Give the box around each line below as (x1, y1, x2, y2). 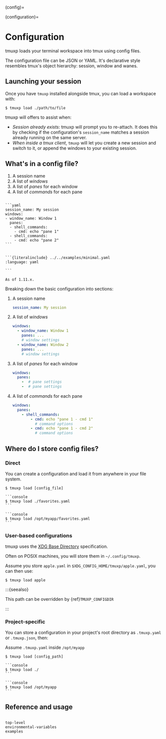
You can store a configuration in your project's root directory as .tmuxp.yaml (5, 630, 162, 636)
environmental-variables (5, 725, 57, 730)
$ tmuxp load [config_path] (5, 654, 64, 659)
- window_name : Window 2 (17, 342, 69, 347)
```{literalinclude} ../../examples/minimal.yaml (5, 255, 111, 260)
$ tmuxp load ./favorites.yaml (5, 498, 70, 503)
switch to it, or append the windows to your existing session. (12, 145, 137, 151)
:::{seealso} (5, 586, 29, 593)
